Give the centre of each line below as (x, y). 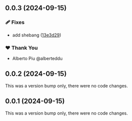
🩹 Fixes (15, 23)
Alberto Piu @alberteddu (37, 58)
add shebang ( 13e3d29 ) (37, 35)
